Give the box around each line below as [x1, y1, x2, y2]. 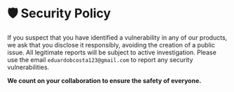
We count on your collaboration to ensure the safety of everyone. [7, 76, 202, 84]
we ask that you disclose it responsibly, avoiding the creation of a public [7, 40, 216, 49]
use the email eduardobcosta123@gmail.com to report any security [7, 55, 193, 63]
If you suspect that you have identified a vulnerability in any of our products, [7, 33, 228, 42]
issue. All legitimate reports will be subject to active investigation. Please [7, 48, 217, 56]
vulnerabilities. [7, 63, 50, 71]
